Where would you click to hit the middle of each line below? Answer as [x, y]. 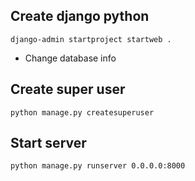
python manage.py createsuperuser [82, 112]
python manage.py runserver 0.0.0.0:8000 [98, 166]
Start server [48, 143]
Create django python [80, 16]
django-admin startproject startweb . [91, 39]
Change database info [70, 58]
